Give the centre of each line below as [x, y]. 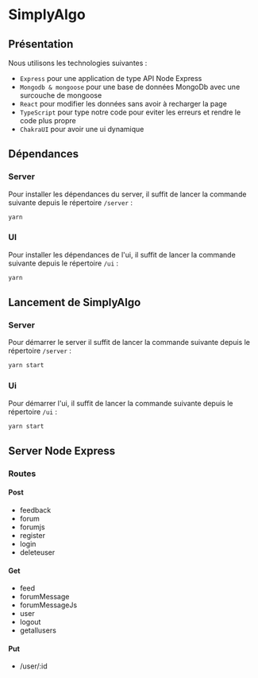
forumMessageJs [48, 605]
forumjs [32, 527]
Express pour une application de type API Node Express [111, 78]
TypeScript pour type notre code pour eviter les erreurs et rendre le [130, 112]
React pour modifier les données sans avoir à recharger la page [123, 104]
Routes [22, 473]
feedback [35, 509]
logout [30, 622]
